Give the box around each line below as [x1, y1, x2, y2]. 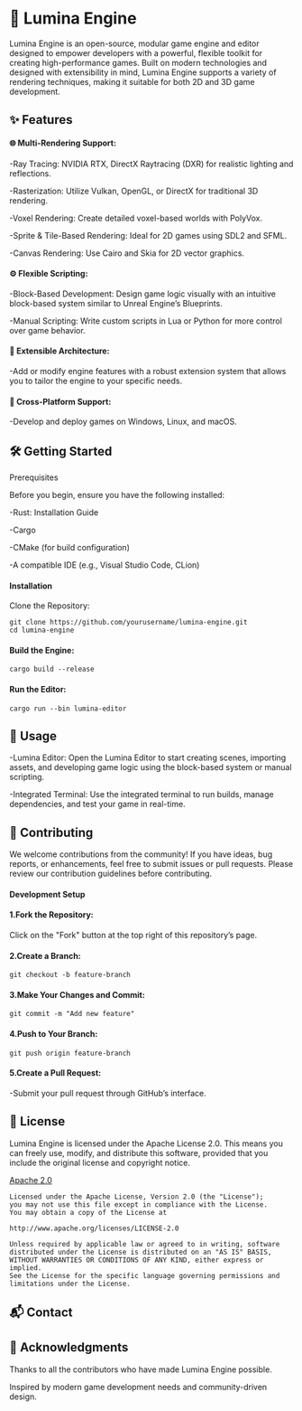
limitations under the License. [9, 1279, 131, 1288]
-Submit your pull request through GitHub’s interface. [9, 1087, 206, 1098]
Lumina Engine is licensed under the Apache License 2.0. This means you [9, 1138, 284, 1149]
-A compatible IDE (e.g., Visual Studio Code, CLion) [9, 560, 200, 570]
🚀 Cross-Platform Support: [9, 396, 112, 407]
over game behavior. [9, 325, 86, 335]
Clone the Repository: [9, 600, 90, 611]
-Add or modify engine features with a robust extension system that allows [9, 365, 287, 376]
